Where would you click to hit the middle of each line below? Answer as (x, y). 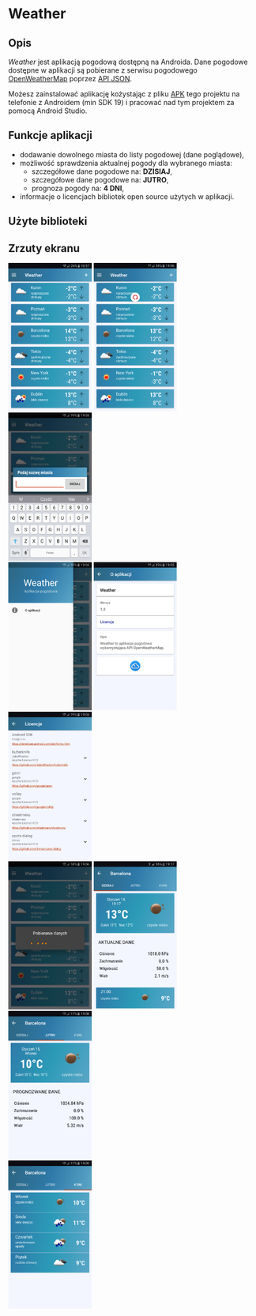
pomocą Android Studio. (48, 111)
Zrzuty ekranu (44, 248)
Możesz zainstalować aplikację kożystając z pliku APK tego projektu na (124, 94)
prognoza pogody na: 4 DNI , (78, 188)
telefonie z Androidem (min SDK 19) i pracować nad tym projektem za (121, 102)
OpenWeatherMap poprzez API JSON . (70, 79)
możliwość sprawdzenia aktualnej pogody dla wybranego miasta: (126, 163)
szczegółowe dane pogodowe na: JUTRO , (100, 179)
